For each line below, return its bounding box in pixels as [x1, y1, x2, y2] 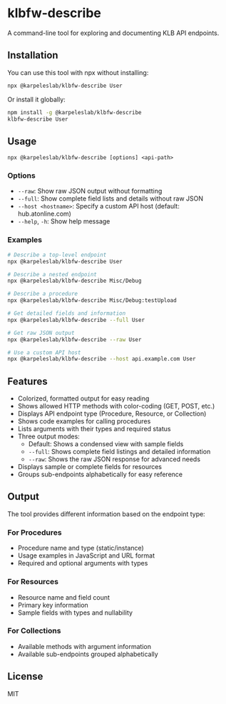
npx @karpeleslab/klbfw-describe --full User [7, 316, 145, 323]
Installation [7, 49, 58, 61]
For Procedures [7, 527, 62, 537]
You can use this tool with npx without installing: [7, 68, 149, 76]
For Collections [7, 626, 61, 636]
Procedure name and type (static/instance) [17, 544, 144, 553]
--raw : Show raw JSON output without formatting [17, 187, 163, 196]
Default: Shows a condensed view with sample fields [28, 440, 184, 448]
